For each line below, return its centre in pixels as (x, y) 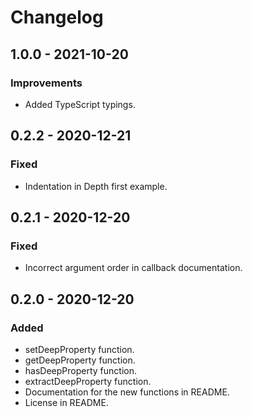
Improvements (46, 83)
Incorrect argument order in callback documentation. (133, 268)
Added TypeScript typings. (80, 104)
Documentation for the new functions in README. (127, 392)
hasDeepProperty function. (80, 370)
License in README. (66, 402)
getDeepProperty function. (80, 360)
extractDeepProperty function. (88, 381)
